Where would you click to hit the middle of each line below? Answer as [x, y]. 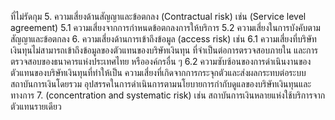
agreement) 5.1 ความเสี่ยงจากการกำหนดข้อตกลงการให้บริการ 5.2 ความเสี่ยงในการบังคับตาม [165, 27]
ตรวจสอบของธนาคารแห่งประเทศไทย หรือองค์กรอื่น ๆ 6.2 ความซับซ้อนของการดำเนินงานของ [161, 61]
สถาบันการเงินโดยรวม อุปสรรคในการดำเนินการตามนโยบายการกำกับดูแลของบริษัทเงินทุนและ [161, 84]
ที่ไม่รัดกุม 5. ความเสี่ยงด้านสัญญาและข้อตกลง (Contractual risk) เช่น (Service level [158, 16]
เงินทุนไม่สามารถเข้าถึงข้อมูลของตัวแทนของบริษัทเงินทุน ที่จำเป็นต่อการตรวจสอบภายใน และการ [164, 50]
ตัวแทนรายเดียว [36, 106]
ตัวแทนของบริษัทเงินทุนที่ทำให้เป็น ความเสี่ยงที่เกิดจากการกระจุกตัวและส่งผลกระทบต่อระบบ [158, 72]
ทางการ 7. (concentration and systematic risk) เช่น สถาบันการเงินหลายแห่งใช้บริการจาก [168, 95]
